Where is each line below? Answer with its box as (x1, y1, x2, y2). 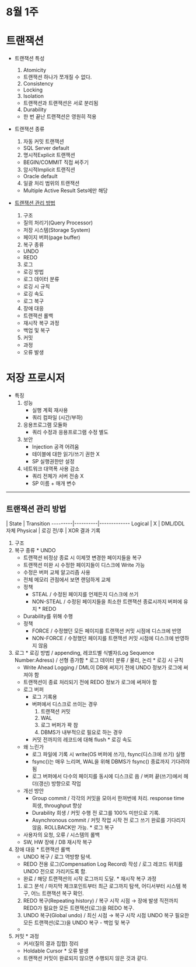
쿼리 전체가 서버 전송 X (32, 473, 84, 480)
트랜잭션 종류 (14, 125, 45, 132)
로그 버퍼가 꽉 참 (40, 721, 79, 728)
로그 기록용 (32, 693, 57, 700)
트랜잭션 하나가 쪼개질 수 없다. (23, 74, 92, 81)
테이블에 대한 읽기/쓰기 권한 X (32, 450, 100, 457)
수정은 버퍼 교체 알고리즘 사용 (23, 569, 90, 576)
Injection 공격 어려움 (32, 443, 79, 450)
